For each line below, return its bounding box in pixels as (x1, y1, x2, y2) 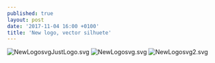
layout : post (7, 16, 45, 23)
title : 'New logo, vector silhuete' (7, 29, 112, 36)
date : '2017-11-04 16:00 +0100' (7, 23, 99, 29)
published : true (7, 10, 53, 17)
